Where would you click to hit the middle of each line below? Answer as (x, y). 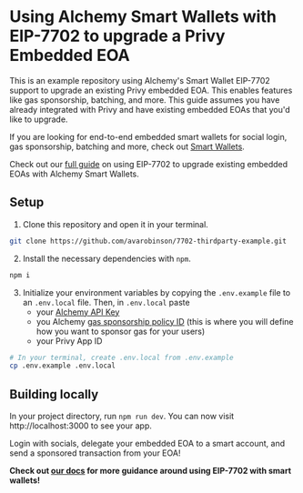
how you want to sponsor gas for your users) (121, 331)
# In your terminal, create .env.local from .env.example (121, 357)
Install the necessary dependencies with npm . (106, 258)
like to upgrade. (39, 119)
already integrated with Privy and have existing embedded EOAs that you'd (150, 109)
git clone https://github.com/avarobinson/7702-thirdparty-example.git (148, 241)
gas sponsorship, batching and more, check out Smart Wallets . (127, 146)
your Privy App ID (69, 341)
